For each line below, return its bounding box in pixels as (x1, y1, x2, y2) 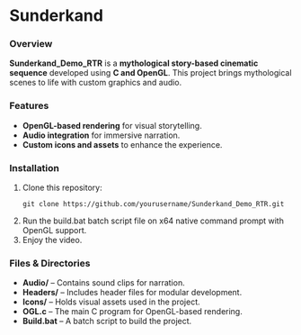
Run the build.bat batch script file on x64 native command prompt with (22, 215, 285, 226)
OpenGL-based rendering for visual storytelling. (22, 120, 202, 131)
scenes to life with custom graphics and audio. (9, 77, 182, 88)
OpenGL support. (22, 225, 87, 236)
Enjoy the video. (22, 235, 83, 246)
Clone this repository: (22, 182, 102, 194)
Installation (9, 161, 60, 174)
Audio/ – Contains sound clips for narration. (22, 277, 186, 288)
